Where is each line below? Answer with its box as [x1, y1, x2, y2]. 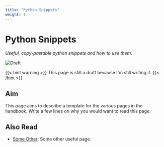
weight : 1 [5, 12, 26, 17]
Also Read [5, 122, 38, 131]
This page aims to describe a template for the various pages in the [5, 103, 143, 109]
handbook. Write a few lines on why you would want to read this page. [5, 108, 151, 114]
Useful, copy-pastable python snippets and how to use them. [5, 50, 132, 56]
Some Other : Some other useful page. [12, 136, 92, 142]
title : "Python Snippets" [5, 7, 59, 13]
